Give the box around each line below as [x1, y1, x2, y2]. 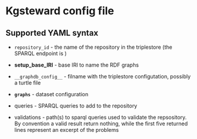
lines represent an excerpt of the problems [14, 127, 119, 133]
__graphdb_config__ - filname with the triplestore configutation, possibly [14, 73, 191, 80]
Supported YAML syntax [5, 28, 99, 38]
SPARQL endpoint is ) [14, 50, 67, 57]
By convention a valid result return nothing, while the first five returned [14, 120, 188, 127]
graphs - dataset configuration [14, 91, 89, 97]
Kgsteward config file [5, 4, 114, 18]
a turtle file [14, 79, 41, 86]
